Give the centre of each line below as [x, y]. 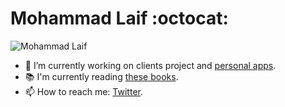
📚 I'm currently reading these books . [101, 76]
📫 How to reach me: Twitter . [83, 91]
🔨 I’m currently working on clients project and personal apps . [150, 65]
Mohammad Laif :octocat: [119, 18]
